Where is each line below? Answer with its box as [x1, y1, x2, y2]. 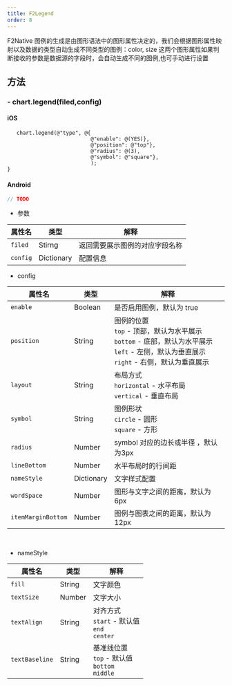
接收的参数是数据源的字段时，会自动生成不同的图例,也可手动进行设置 [12, 53, 209, 62]
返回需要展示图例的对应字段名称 [79, 241, 183, 250]
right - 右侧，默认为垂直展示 [113, 358, 209, 367]
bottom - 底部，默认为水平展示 [113, 337, 213, 346]
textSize [10, 593, 39, 602]
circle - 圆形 [113, 414, 158, 424]
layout [10, 381, 32, 389]
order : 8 [7, 17, 32, 24]
